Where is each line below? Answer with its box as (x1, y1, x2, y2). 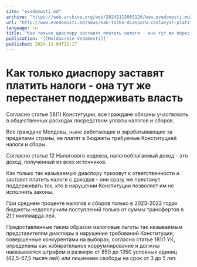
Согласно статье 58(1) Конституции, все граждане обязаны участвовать (6, 111, 189, 118)
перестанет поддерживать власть (6, 91, 184, 105)
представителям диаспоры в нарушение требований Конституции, (6, 230, 175, 237)
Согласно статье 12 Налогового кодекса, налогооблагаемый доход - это (6, 152, 188, 159)
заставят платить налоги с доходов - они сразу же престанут (6, 176, 161, 183)
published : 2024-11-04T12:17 (6, 42, 77, 47)
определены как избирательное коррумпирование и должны (6, 242, 160, 249)
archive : (6, 14, 28, 20)
